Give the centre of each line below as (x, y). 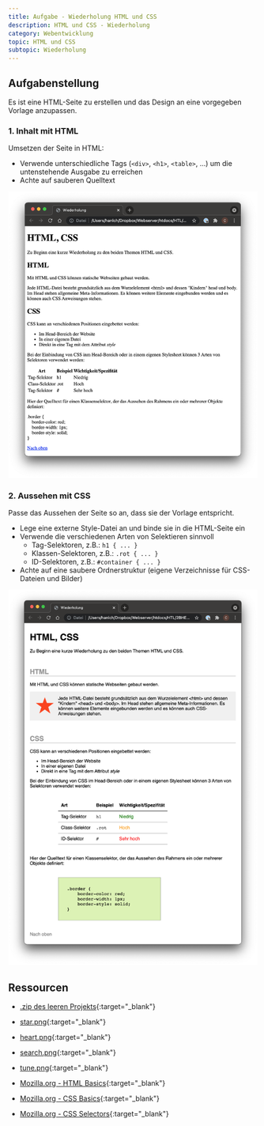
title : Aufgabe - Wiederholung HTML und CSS (83, 17)
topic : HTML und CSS (42, 42)
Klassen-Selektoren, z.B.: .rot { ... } (95, 554)
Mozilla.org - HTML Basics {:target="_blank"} (92, 1083)
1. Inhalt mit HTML (43, 130)
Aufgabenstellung (54, 83)
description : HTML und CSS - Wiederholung (79, 25)
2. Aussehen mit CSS (49, 496)
